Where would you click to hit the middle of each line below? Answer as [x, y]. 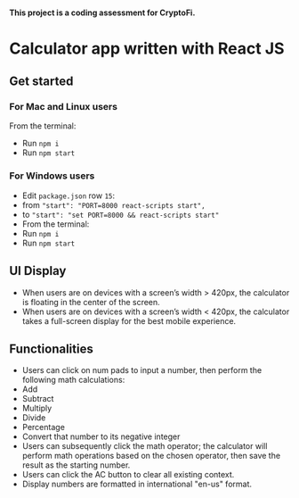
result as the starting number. [76, 465]
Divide [34, 418]
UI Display [38, 271]
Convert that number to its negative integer [101, 436]
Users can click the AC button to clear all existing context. [128, 475]
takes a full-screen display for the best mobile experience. [129, 320]
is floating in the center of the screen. [91, 302]
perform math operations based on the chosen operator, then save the [151, 456]
